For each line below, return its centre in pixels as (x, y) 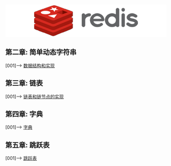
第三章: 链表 (24, 83)
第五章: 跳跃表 (27, 145)
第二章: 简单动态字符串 (41, 52)
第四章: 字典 (24, 114)
